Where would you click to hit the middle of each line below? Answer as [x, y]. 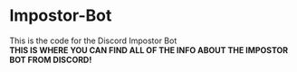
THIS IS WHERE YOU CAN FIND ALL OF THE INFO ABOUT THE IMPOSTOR [149, 49]
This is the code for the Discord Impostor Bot [93, 40]
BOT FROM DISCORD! [51, 59]
